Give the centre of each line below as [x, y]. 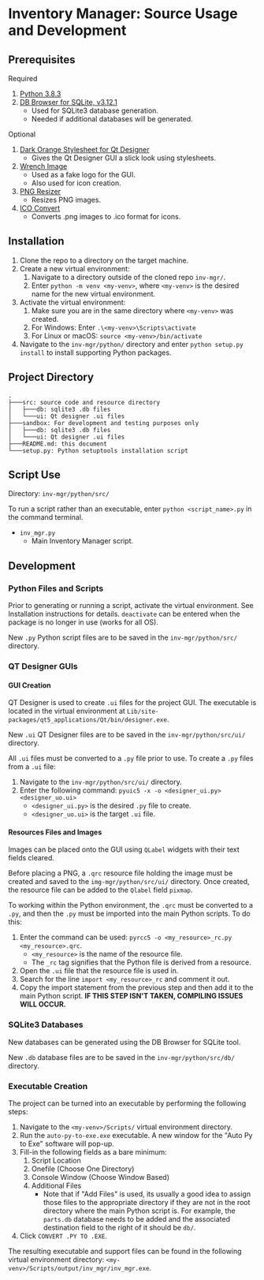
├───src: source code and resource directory [84, 402]
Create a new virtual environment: [74, 268]
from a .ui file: [32, 767]
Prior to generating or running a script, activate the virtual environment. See [131, 606]
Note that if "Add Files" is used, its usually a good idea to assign [147, 1194]
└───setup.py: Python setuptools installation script [99, 450]
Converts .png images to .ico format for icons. [106, 216]
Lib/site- [143, 712]
